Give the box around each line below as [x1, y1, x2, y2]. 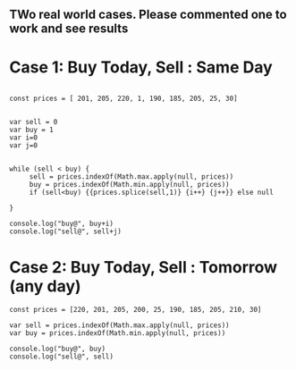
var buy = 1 [9, 125, 54, 135]
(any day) [9, 276, 82, 296]
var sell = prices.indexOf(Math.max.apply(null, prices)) [9, 321, 230, 330]
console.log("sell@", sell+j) [9, 227, 123, 236]
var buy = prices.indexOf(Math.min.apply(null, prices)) [9, 329, 226, 338]
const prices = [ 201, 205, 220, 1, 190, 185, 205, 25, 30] [9, 94, 239, 104]
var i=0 [9, 133, 38, 142]
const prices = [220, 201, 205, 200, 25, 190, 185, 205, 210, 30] [9, 306, 262, 315]
